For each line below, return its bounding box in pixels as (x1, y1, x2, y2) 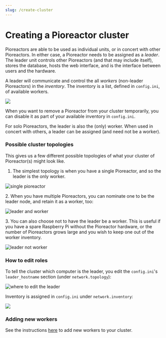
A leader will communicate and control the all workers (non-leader (5, 77, 143, 84)
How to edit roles (5, 257, 48, 264)
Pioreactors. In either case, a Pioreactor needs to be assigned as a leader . (5, 51, 159, 57)
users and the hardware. (5, 68, 57, 74)
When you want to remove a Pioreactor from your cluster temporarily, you (5, 108, 159, 114)
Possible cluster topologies (5, 141, 74, 148)
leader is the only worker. (12, 173, 66, 179)
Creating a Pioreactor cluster (5, 29, 129, 41)
